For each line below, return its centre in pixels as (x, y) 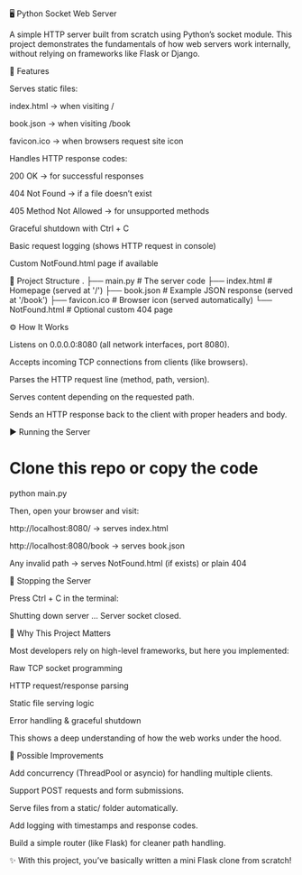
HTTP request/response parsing (69, 686)
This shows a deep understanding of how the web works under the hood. (146, 738)
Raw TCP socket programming (66, 668)
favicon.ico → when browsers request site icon (96, 141)
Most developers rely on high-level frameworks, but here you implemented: (150, 650)
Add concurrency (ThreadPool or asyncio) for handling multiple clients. (141, 773)
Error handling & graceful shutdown (75, 720)
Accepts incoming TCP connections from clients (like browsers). (129, 362)
